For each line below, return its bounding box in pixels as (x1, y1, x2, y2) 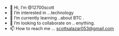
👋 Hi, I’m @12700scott (9, 5, 55, 10)
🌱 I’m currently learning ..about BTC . (9, 15, 84, 20)
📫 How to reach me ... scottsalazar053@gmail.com (9, 26, 114, 31)
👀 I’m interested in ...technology (9, 10, 74, 16)
